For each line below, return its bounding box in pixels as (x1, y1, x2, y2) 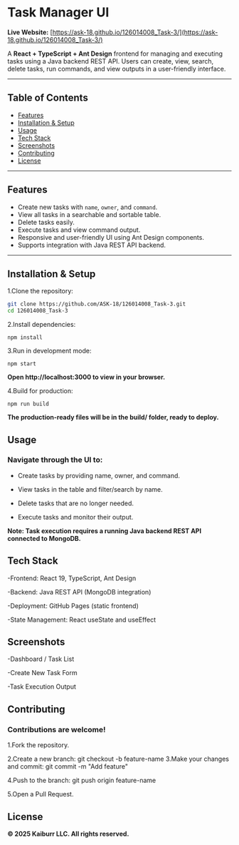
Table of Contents (7, 92, 89, 104)
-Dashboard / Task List (7, 654, 75, 664)
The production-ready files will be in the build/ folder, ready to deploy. (7, 413, 219, 422)
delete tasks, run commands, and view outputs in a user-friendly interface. (7, 64, 226, 73)
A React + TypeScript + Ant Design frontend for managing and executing (7, 49, 223, 58)
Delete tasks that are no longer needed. (17, 499, 134, 507)
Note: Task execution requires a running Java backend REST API (7, 526, 201, 535)
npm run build (7, 400, 50, 408)
